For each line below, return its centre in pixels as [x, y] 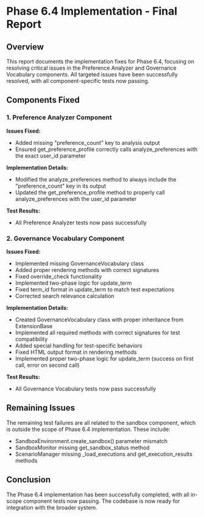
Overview [25, 47]
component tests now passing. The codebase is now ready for [102, 501]
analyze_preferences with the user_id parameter [76, 199]
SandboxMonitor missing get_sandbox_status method [82, 447]
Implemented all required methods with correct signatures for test [98, 332]
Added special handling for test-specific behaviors [79, 345]
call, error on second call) [47, 365]
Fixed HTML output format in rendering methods [76, 352]
